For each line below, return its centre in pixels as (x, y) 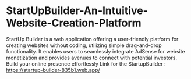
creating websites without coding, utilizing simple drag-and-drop (84, 45)
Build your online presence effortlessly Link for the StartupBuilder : (86, 64)
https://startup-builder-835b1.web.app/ (53, 70)
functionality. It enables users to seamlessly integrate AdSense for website (95, 51)
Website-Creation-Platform (74, 23)
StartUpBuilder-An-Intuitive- (77, 11)
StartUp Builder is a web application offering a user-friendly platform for (92, 39)
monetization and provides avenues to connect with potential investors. (92, 58)
